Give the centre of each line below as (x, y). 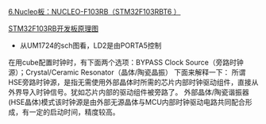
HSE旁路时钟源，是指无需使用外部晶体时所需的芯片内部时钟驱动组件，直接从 (133, 82)
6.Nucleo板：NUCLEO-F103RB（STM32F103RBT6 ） (94, 12)
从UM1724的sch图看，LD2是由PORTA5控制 (91, 45)
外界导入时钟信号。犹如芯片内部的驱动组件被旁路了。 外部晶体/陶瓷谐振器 (129, 92)
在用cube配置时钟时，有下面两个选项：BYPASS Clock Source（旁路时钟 (126, 62)
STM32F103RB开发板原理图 (54, 29)
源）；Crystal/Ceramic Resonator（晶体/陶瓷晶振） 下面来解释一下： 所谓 (127, 72)
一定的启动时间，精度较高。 (74, 112)
